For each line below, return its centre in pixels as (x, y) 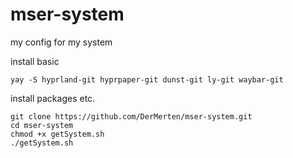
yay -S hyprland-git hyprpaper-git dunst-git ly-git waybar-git (147, 79)
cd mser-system (42, 125)
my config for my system (61, 42)
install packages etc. (53, 98)
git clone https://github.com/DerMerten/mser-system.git (131, 116)
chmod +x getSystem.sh (57, 134)
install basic (35, 61)
